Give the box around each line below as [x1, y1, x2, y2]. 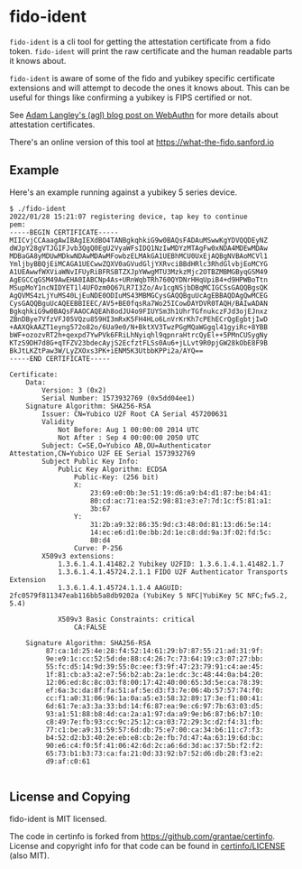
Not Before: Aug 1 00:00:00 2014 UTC [57, 425, 200, 434]
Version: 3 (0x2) [41, 385, 106, 394]
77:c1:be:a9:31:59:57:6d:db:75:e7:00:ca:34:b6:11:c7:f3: [45, 725, 264, 735]
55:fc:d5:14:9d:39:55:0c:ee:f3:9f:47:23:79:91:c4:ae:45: [45, 661, 264, 671]
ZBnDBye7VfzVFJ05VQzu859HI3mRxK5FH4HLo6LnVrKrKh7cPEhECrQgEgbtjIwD [9, 314, 269, 324]
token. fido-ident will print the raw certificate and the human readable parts [9, 45, 293, 56]
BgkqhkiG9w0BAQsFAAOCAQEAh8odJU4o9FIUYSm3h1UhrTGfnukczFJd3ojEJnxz [9, 307, 269, 316]
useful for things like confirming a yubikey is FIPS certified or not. [9, 92, 252, 103]
